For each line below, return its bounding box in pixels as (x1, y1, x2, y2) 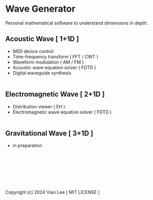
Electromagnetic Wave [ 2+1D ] (5, 90, 105, 99)
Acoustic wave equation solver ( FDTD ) (12, 64, 97, 70)
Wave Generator (5, 3, 76, 15)
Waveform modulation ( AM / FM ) (12, 59, 84, 65)
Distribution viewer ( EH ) (12, 103, 66, 109)
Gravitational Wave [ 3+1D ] (5, 129, 94, 137)
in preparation (12, 142, 42, 149)
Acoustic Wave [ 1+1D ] (5, 35, 79, 43)
